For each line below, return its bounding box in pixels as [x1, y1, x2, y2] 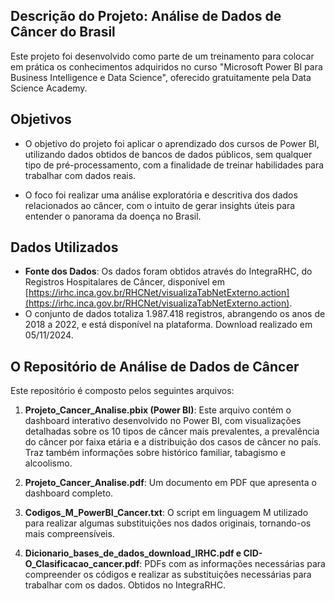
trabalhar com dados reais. [24, 169, 137, 181]
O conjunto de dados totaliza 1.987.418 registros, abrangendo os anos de [24, 308, 326, 320]
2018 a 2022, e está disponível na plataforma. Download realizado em [24, 319, 313, 331]
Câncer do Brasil [10, 24, 116, 41]
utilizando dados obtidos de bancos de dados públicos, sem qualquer [24, 148, 313, 160]
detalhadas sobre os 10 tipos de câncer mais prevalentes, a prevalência [24, 425, 320, 438]
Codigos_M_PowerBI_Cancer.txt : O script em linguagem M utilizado [24, 507, 309, 519]
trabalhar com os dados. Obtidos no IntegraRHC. [24, 579, 227, 591]
